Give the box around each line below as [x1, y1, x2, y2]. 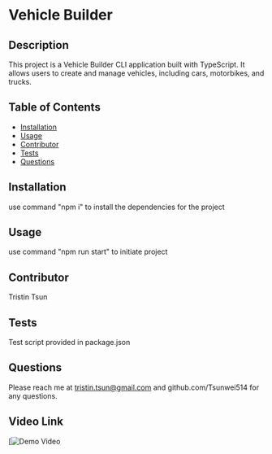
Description [8, 38, 69, 52]
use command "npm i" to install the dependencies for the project [8, 202, 225, 212]
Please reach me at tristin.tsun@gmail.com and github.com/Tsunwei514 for [8, 382, 260, 392]
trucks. [8, 77, 32, 86]
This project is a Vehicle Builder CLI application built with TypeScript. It [8, 59, 245, 69]
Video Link [8, 415, 63, 429]
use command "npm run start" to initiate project [8, 247, 168, 257]
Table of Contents [8, 100, 101, 115]
